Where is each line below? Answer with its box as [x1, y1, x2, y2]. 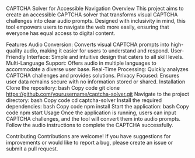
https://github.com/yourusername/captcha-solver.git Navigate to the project [6, 90, 190, 97]
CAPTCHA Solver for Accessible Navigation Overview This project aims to [6, 5, 184, 12]
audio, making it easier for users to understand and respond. [23, 47, 169, 54]
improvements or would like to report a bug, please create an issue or [6, 139, 173, 146]
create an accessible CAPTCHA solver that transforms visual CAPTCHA [6, 11, 178, 18]
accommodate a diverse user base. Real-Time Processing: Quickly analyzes [6, 66, 189, 72]
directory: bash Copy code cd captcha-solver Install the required [6, 97, 162, 104]
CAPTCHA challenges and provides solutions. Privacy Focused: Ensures [6, 72, 180, 79]
